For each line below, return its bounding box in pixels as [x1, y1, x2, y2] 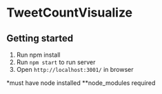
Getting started [6, 32, 74, 44]
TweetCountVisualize [6, 5, 133, 21]
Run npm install [16, 50, 61, 59]
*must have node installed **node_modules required [6, 79, 156, 87]
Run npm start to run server [16, 58, 96, 66]
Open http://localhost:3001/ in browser [16, 66, 134, 73]
